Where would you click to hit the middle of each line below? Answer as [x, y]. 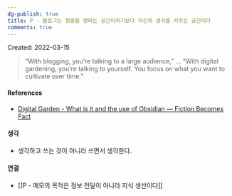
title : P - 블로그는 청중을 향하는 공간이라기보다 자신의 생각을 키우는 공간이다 [109, 21]
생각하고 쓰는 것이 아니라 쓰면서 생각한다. [75, 150]
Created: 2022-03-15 [38, 48]
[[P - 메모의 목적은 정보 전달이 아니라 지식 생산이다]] [90, 185]
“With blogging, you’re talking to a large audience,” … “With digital [122, 61]
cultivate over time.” [54, 76]
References [25, 93]
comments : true [30, 27]
